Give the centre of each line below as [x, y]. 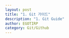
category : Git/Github [27, 28]
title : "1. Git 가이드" [28, 14]
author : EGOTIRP [22, 23]
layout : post [18, 10]
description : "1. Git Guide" [35, 19]
